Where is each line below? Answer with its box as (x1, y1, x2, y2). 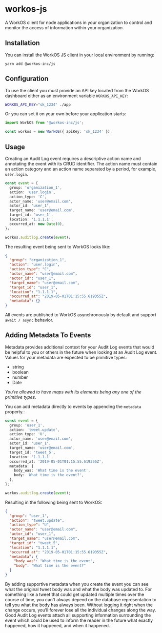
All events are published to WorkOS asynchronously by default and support (5, 312, 157, 318)
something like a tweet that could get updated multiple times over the (5, 592, 144, 597)
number (12, 374, 28, 380)
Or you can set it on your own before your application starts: (5, 111, 126, 117)
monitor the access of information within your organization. (5, 24, 124, 30)
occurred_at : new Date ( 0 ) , (9, 221, 64, 226)
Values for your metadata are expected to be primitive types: (5, 354, 127, 360)
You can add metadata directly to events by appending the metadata (5, 404, 142, 409)
